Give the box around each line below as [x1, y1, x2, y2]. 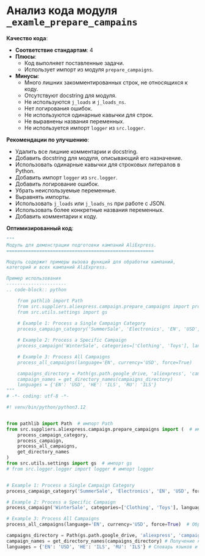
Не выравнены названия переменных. [24, 117, 125, 125]
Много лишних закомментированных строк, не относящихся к [24, 79, 188, 86]
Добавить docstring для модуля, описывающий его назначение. [15, 154, 183, 162]
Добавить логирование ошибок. [15, 180, 99, 187]
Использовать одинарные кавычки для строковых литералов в [15, 161, 181, 168]
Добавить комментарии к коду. [15, 212, 98, 220]
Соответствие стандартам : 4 [15, 46, 93, 54]
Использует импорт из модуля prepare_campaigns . [24, 65, 154, 73]
